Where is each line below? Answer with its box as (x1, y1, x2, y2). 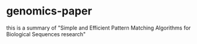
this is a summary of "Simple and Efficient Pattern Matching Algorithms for (6, 24, 191, 31)
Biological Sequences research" (6, 30, 86, 37)
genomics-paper (6, 4, 92, 18)
